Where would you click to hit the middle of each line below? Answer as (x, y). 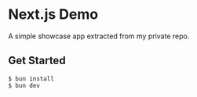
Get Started (37, 61)
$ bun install (31, 79)
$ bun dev (24, 85)
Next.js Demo (53, 14)
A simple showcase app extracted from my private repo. (99, 36)
